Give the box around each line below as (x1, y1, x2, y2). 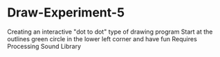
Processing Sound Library (7, 42, 82, 50)
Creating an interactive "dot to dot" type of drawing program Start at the (7, 27, 213, 36)
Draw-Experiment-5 (7, 5, 125, 21)
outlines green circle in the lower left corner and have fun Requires (7, 34, 197, 43)
